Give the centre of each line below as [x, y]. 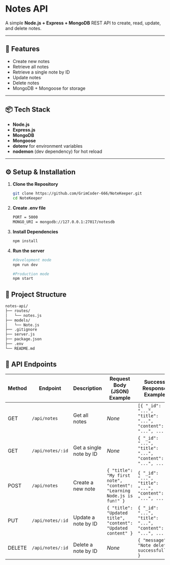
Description [88, 388]
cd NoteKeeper [27, 198]
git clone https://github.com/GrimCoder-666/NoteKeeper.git [77, 193]
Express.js [24, 129]
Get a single [87, 447]
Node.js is [120, 496]
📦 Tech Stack [28, 110]
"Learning [119, 491]
